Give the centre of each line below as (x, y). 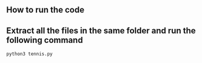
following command (45, 40)
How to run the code (45, 10)
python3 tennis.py (29, 54)
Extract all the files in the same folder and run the (101, 31)
